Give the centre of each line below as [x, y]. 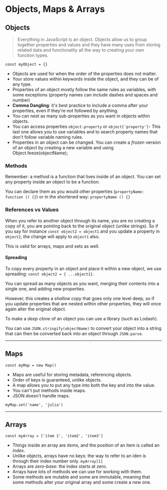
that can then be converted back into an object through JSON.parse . [74, 333]
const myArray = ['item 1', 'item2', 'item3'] [54, 436]
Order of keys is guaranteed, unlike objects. [57, 380]
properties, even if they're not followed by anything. [65, 111]
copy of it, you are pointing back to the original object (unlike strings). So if [82, 226]
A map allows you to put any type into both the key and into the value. [84, 385]
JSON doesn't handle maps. [41, 395]
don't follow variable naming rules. [48, 137]
